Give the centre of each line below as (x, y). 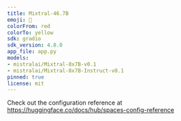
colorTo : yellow (30, 32)
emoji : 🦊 (20, 20)
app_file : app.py (32, 52)
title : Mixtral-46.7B (38, 13)
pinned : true (26, 77)
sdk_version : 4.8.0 (35, 45)
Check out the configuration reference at (65, 103)
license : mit (26, 83)
